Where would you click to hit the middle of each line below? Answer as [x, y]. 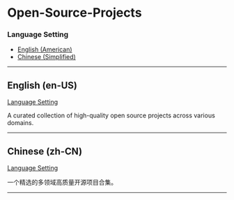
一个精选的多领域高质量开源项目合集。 [62, 183]
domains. [21, 123]
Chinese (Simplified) [47, 57]
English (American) [45, 49]
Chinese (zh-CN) [45, 151]
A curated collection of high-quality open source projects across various [111, 115]
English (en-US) [42, 85]
